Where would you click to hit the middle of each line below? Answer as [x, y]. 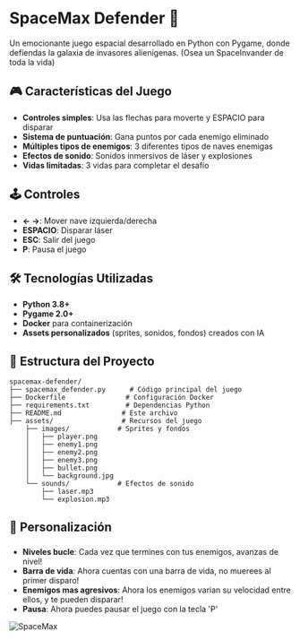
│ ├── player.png [62, 437]
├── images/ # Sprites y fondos [108, 429]
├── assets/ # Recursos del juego [106, 421]
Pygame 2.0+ [48, 314]
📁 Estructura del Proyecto [82, 361]
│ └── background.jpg [70, 476]
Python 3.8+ [46, 305]
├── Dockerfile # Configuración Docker [112, 398]
